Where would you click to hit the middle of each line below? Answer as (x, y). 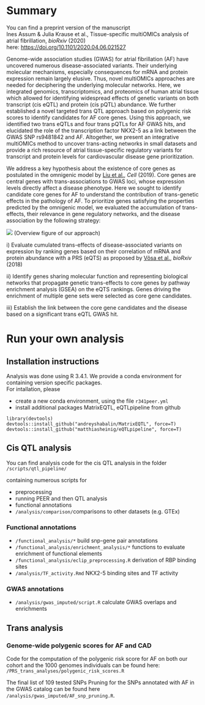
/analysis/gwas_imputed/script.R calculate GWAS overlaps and (96, 602)
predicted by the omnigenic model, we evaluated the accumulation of (94, 207)
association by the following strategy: (54, 220)
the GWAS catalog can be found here (53, 689)
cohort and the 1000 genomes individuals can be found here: (83, 665)
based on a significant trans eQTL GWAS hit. (62, 314)
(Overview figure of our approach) (57, 233)
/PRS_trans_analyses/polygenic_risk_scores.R (65, 671)
